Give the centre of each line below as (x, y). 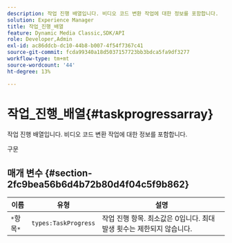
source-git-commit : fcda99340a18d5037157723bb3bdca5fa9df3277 (98, 53)
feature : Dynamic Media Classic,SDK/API (66, 33)
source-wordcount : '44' (41, 65)
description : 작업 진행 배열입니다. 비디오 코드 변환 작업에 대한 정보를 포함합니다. (113, 13)
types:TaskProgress (63, 223)
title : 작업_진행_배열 (36, 26)
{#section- (68, 173)
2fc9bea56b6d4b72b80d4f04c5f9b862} (98, 184)
